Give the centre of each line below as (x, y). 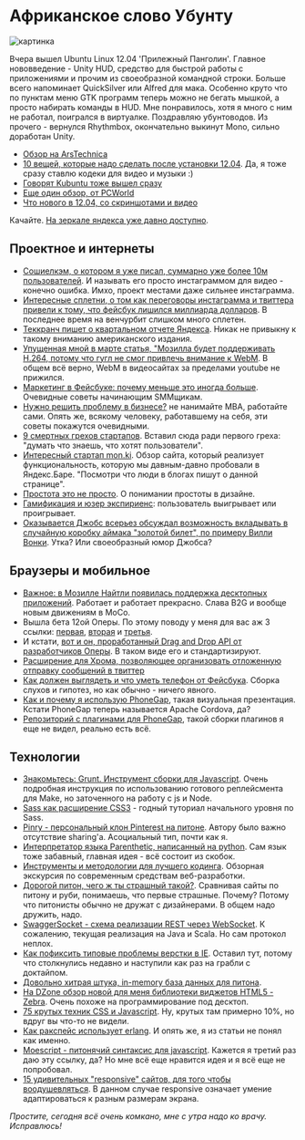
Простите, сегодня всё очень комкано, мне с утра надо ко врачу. (138, 1116)
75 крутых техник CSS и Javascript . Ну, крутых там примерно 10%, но (158, 1011)
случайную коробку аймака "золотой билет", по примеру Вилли (147, 532)
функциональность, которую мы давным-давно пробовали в (141, 464)
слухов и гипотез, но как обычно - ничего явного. (119, 689)
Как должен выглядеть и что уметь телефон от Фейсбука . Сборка (151, 679)
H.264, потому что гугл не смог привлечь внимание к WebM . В (145, 358)
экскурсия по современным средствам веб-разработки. (134, 876)
